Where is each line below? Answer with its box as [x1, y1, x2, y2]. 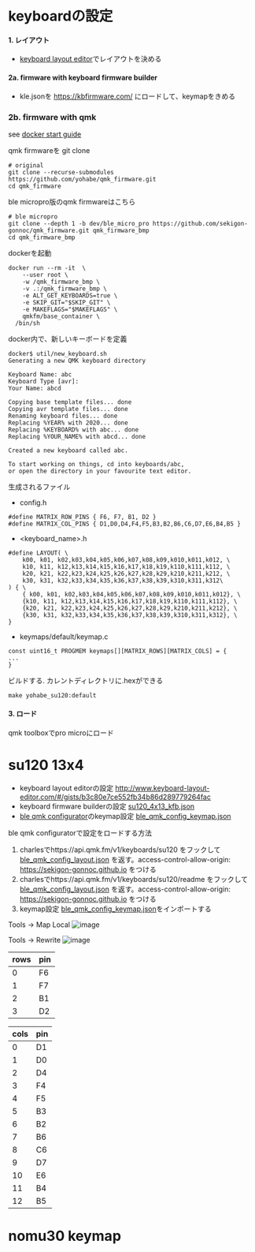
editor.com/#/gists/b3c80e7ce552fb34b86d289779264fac [19, 792, 211, 802]
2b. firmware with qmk [8, 111, 97, 122]
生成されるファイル [8, 482, 71, 491]
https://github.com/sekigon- [152, 219, 248, 227]
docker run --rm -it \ [8, 263, 87, 272]
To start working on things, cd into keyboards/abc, [8, 460, 185, 468]
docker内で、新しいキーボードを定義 [8, 334, 128, 343]
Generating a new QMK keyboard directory [8, 357, 146, 364]
